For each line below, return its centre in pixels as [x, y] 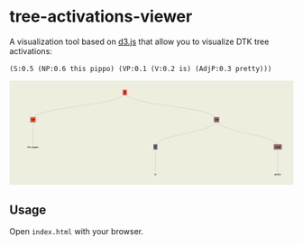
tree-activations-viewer [101, 17]
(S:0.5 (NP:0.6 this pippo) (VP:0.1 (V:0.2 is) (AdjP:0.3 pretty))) [141, 68]
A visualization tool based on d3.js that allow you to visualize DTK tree [139, 41]
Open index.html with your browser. [77, 232]
